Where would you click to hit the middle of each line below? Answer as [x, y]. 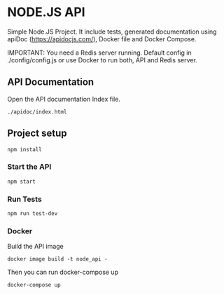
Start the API [29, 167]
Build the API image [36, 247]
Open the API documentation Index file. [64, 99]
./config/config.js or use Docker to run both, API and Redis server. [102, 60]
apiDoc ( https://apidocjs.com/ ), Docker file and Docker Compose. [102, 39]
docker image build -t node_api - [58, 259]
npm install [24, 149]
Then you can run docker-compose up [63, 272]
